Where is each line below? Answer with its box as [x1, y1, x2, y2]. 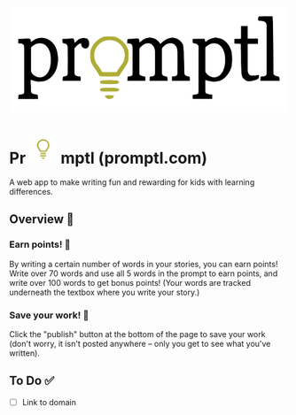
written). [9, 348, 40, 358]
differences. [9, 187, 53, 197]
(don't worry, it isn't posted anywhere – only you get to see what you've [9, 339, 271, 350]
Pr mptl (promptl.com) [9, 148, 208, 168]
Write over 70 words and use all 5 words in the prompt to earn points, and [9, 268, 278, 279]
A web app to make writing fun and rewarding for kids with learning [9, 177, 255, 188]
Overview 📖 [9, 211, 74, 227]
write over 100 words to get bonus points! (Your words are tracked [9, 277, 251, 288]
